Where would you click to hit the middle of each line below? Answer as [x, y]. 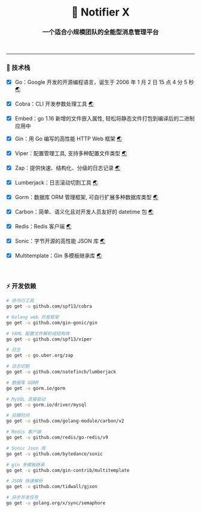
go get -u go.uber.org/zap [40, 356]
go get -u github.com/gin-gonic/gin [52, 323]
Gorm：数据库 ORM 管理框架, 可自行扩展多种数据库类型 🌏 [86, 197]
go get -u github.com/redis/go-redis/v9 [57, 438]
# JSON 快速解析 [25, 481]
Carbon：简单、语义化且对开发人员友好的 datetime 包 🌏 [84, 212]
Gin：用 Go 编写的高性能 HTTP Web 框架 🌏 [68, 138]
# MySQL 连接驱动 [26, 399]
